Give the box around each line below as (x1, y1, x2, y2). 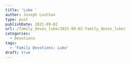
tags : (5, 41, 17, 46)
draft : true (5, 50, 30, 55)
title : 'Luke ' (5, 7, 38, 13)
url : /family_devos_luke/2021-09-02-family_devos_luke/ (5, 26, 126, 31)
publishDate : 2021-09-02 (5, 21, 58, 27)
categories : (5, 31, 30, 36)
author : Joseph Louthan (5, 12, 56, 17)
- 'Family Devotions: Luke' (10, 45, 70, 50)
